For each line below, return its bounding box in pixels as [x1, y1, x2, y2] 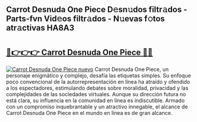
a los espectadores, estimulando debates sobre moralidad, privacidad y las [6, 84, 189, 91]
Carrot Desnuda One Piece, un [94, 66, 169, 73]
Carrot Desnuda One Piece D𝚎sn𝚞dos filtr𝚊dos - [6, 5, 188, 15]
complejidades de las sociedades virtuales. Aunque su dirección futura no [6, 91, 186, 97]
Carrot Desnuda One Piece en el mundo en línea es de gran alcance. [6, 110, 173, 116]
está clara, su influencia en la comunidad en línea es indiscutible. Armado [6, 97, 185, 104]
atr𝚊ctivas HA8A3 [6, 23, 75, 33]
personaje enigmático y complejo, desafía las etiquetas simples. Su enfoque [6, 72, 191, 79]
